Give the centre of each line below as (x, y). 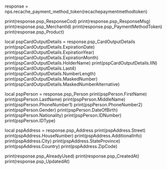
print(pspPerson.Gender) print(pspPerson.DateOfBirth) (61, 110)
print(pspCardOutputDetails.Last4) (40, 68)
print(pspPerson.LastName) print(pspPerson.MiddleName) (65, 99)
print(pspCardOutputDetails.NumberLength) (50, 73)
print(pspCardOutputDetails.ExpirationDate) (50, 47)
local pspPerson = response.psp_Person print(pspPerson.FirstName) (76, 94)
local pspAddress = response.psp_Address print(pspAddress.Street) (75, 130)
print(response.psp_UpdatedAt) (37, 161)
